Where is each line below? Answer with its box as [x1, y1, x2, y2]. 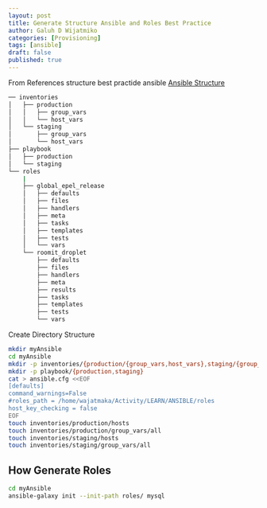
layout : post [8, 11, 52, 20]
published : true [8, 57, 62, 64]
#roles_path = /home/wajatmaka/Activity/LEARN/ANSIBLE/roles [8, 397, 215, 405]
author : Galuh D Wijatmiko [8, 26, 98, 34]
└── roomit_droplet [22, 248, 87, 257]
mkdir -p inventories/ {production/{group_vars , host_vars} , [8, 360, 208, 368]
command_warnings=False [8, 389, 87, 398]
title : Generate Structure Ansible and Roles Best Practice [8, 19, 212, 27]
